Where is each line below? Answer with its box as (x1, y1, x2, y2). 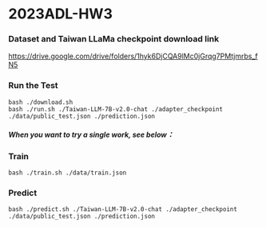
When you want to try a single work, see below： (8, 130, 174, 140)
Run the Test (8, 80, 58, 91)
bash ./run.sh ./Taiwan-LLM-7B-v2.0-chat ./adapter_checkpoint (8, 105, 224, 113)
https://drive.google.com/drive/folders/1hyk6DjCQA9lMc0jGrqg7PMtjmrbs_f (8, 51, 258, 61)
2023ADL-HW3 (8, 5, 113, 23)
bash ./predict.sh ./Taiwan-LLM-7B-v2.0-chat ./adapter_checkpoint (8, 206, 238, 214)
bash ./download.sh (8, 98, 73, 106)
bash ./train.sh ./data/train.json (8, 169, 127, 177)
